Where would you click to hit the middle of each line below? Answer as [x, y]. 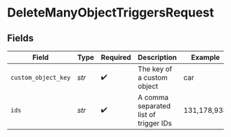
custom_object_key [41, 77]
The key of [155, 69]
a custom [153, 77]
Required [116, 57]
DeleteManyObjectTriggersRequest [111, 13]
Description [157, 57]
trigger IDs [155, 123]
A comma [153, 97]
